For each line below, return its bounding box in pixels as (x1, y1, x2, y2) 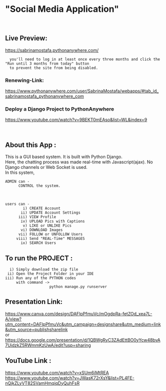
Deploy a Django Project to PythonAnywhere (5, 105, 115, 112)
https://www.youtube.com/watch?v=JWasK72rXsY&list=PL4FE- (5, 375, 135, 381)
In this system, (5, 169, 35, 176)
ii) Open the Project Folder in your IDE (7, 271, 94, 276)
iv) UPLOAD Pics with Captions (20, 219, 85, 224)
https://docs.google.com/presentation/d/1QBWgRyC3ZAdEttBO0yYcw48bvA (5, 337, 161, 343)
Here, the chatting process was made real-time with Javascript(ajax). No (5, 159, 153, 165)
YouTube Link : (5, 356, 52, 365)
